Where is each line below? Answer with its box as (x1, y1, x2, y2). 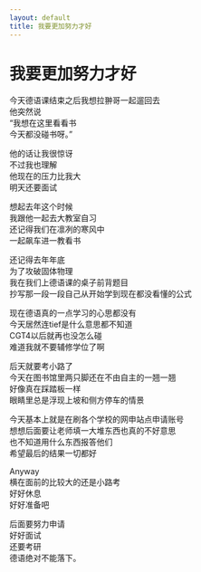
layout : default (9, 13, 71, 23)
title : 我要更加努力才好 (9, 22, 92, 31)
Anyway (9, 466, 40, 477)
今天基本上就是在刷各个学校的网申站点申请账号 (9, 414, 184, 425)
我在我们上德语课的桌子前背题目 (9, 277, 129, 288)
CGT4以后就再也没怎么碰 (9, 330, 102, 341)
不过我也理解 (9, 159, 57, 170)
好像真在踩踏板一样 (9, 384, 81, 395)
